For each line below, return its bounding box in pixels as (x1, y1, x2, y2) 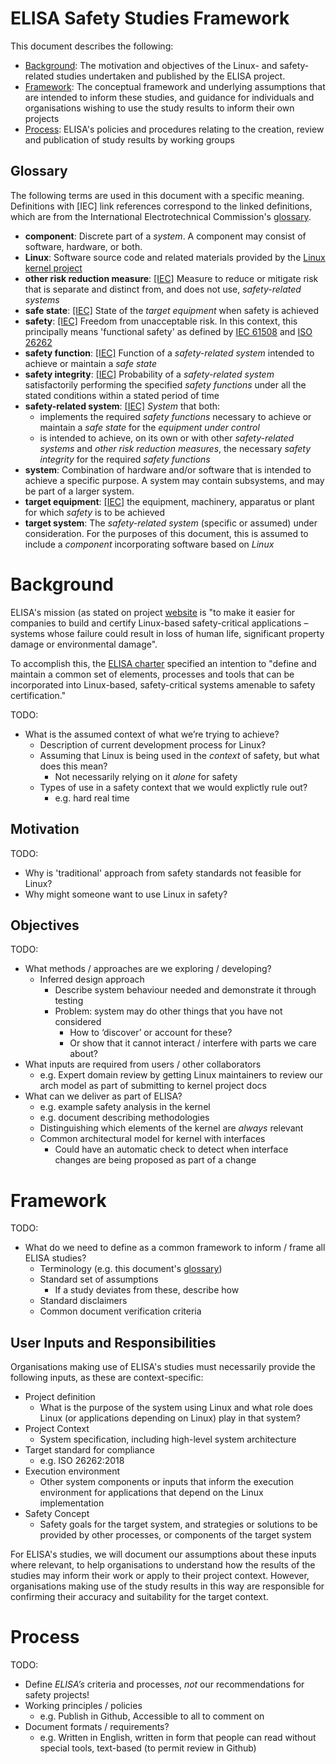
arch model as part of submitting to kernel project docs (39, 1080, 267, 1092)
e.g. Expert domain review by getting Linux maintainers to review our (39, 1069, 323, 1081)
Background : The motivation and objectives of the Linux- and (24, 59, 278, 71)
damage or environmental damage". (10, 638, 158, 650)
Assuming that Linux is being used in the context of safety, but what (39, 749, 320, 761)
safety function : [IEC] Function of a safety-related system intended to (24, 347, 315, 359)
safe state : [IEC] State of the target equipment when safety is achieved (24, 304, 319, 316)
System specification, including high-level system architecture (39, 1433, 297, 1446)
